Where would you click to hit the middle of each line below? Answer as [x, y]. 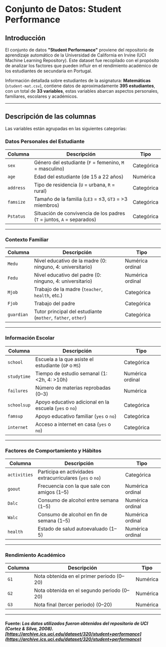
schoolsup [19, 405]
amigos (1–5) [53, 492]
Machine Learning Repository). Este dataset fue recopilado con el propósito [82, 60]
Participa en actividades [66, 472]
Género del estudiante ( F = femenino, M [79, 163]
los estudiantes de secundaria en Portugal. [49, 71]
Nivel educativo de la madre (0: [70, 261]
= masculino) [49, 169]
